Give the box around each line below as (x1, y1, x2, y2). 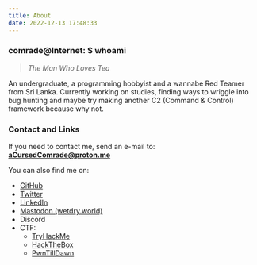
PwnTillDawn (31, 248, 75, 258)
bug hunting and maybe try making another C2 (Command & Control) (8, 95, 234, 105)
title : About (8, 11, 52, 20)
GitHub (19, 181, 44, 190)
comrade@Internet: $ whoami (8, 45, 127, 56)
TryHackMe (31, 232, 71, 241)
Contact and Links (8, 124, 80, 135)
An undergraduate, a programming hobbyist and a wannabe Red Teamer (8, 79, 245, 88)
